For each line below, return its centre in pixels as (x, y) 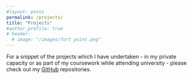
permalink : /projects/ (35, 17)
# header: (19, 34)
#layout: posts (25, 12)
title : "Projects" (29, 23)
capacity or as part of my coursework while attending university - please (96, 63)
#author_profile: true (35, 28)
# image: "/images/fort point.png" (56, 39)
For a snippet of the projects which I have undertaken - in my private (91, 57)
